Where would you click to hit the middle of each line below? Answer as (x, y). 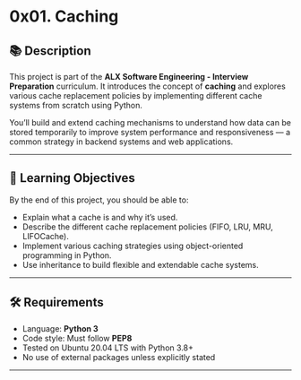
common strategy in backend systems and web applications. (121, 142)
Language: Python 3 (60, 328)
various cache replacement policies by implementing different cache (136, 95)
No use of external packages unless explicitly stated (119, 357)
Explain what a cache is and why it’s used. (100, 217)
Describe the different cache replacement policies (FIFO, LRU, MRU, (147, 227)
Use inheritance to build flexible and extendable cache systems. (141, 264)
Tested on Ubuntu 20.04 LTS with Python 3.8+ (108, 348)
